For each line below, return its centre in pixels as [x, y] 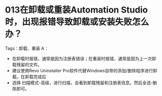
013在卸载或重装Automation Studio [76, 10]
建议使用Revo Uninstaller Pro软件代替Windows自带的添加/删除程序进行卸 [85, 70]
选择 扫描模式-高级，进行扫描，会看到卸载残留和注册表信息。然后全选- [82, 82]
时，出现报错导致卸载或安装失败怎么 [77, 22]
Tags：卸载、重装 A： [27, 48]
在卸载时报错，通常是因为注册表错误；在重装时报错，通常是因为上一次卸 [84, 58]
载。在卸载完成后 [29, 76]
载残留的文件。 [27, 64]
